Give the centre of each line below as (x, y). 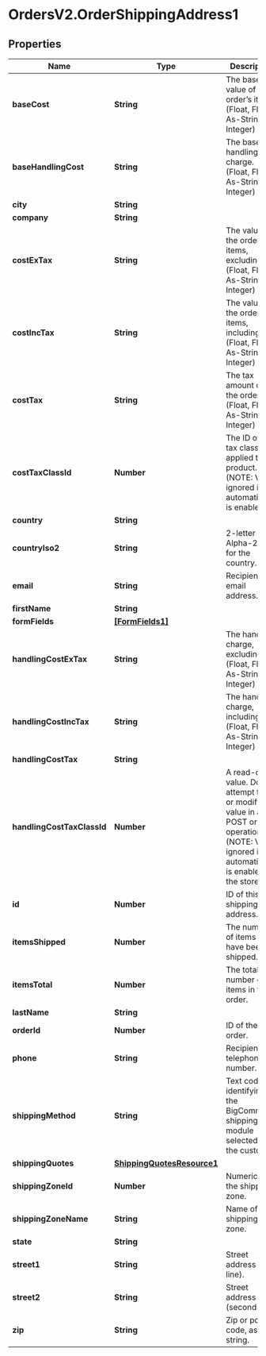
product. (241, 468)
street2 (27, 1297)
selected (242, 1140)
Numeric (241, 1176)
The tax (240, 375)
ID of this (242, 894)
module (239, 1131)
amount (240, 385)
